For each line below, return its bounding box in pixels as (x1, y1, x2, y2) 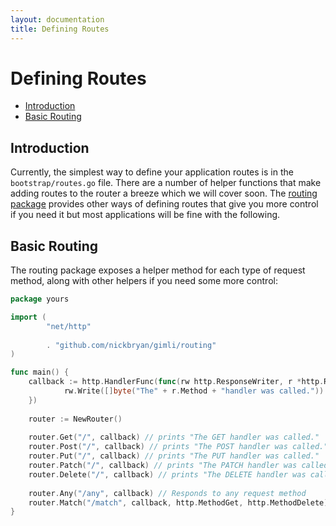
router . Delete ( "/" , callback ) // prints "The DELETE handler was (28, 469, 307, 480)
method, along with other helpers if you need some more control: (10, 275, 278, 287)
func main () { (10, 367, 70, 378)
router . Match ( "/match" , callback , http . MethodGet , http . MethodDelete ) (28, 497, 329, 508)
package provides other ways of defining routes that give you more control (10, 198, 319, 210)
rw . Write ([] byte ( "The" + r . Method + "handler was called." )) (63, 386, 325, 396)
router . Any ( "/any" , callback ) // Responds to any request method (28, 488, 307, 498)
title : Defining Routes (10, 24, 110, 34)
